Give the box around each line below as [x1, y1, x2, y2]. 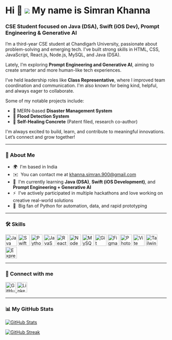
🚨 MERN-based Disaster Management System [12, 108, 113, 114]
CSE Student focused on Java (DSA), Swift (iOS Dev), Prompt [5, 23, 160, 30]
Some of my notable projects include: [5, 98, 84, 104]
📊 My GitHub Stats [5, 306, 54, 313]
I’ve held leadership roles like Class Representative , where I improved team [5, 77, 165, 83]
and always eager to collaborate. [5, 88, 74, 94]
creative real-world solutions [12, 197, 74, 203]
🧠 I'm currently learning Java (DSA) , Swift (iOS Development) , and [12, 179, 156, 185]
